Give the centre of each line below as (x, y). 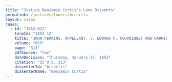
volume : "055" (29, 43)
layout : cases (20, 19)
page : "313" (27, 48)
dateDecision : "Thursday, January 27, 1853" (63, 57)
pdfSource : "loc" (33, 52)
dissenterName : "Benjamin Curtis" (51, 72)
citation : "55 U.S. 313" (41, 62)
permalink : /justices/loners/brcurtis (47, 15)
